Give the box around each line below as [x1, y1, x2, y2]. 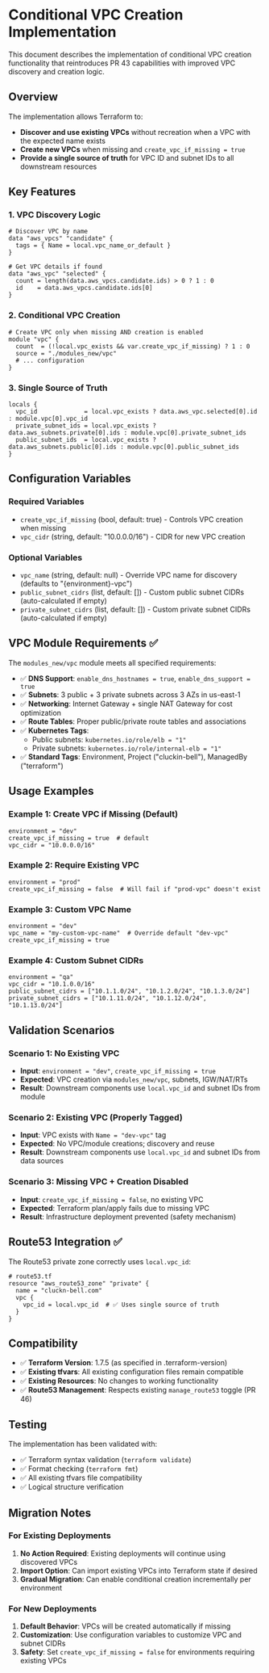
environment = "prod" [8, 878, 81, 886]
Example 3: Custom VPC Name [8, 903, 131, 914]
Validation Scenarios [8, 1024, 115, 1037]
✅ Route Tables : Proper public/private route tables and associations [19, 717, 247, 726]
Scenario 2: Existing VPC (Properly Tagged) [8, 1112, 183, 1124]
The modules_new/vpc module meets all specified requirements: [8, 658, 217, 667]
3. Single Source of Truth [8, 382, 108, 393]
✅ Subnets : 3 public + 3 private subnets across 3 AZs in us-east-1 [19, 689, 241, 700]
